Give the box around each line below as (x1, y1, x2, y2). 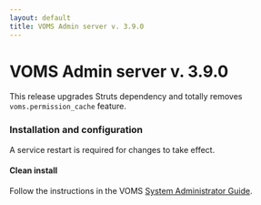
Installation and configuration (9, 124, 144, 137)
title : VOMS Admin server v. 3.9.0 (9, 22, 145, 31)
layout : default (9, 13, 71, 23)
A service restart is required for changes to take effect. (9, 144, 216, 155)
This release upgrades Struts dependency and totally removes (9, 91, 243, 102)
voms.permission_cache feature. (9, 101, 127, 112)
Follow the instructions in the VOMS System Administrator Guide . (9, 185, 253, 196)
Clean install (9, 165, 58, 176)
